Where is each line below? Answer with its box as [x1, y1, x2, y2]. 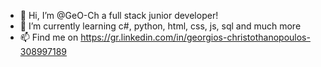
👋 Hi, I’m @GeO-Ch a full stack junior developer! [19, 10, 219, 21]
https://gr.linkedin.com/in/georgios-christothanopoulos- [80, 31, 311, 43]
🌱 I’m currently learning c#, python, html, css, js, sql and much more [19, 20, 302, 32]
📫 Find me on [19, 31, 79, 43]
